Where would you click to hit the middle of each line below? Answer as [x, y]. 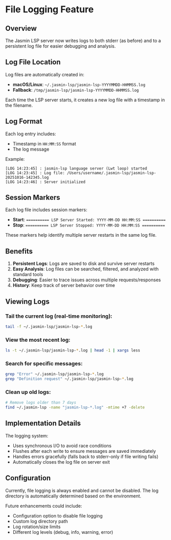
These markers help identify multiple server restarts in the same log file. [81, 235]
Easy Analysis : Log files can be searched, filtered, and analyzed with [86, 269]
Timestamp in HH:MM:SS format [44, 143]
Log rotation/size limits [36, 527]
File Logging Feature [50, 9]
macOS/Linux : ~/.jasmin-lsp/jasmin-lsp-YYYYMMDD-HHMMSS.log [79, 84]
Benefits [19, 251]
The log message [31, 149]
